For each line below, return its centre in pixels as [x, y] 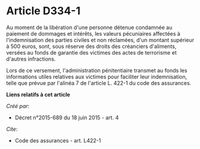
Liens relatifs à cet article [38, 94]
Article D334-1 [43, 11]
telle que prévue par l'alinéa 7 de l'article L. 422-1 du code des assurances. [99, 83]
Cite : [12, 129]
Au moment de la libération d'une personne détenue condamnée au [89, 27]
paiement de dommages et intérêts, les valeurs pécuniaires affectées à [93, 33]
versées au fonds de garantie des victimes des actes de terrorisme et [92, 52]
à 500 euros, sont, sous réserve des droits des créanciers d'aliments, [91, 46]
